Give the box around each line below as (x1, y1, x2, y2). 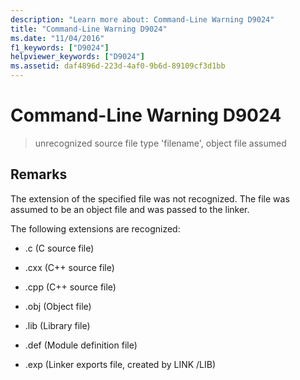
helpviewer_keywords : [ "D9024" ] (10, 52, 145, 62)
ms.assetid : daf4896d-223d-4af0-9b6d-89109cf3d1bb (10, 61, 226, 71)
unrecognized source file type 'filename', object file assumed (34, 137, 287, 149)
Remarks (10, 166, 68, 183)
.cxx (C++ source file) (24, 261, 115, 273)
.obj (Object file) (24, 300, 92, 312)
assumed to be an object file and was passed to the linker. (10, 203, 250, 215)
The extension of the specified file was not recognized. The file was (10, 192, 290, 205)
